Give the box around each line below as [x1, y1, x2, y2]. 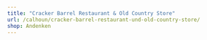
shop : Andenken [7, 22, 51, 29]
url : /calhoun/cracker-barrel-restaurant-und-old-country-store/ [7, 16, 200, 23]
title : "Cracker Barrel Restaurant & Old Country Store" [7, 9, 176, 17]
